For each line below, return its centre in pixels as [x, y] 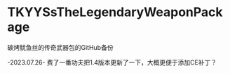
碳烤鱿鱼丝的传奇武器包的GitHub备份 [60, 47]
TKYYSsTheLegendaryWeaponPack [115, 12]
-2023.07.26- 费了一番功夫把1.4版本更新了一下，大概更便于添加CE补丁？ [112, 62]
